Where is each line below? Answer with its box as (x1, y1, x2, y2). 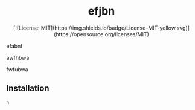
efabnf (6, 42, 23, 50)
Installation (6, 83, 50, 94)
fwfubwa (6, 65, 28, 73)
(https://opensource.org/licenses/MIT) (53, 30, 150, 37)
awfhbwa (6, 54, 30, 61)
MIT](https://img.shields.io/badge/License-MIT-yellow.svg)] (41, 24, 190, 31)
